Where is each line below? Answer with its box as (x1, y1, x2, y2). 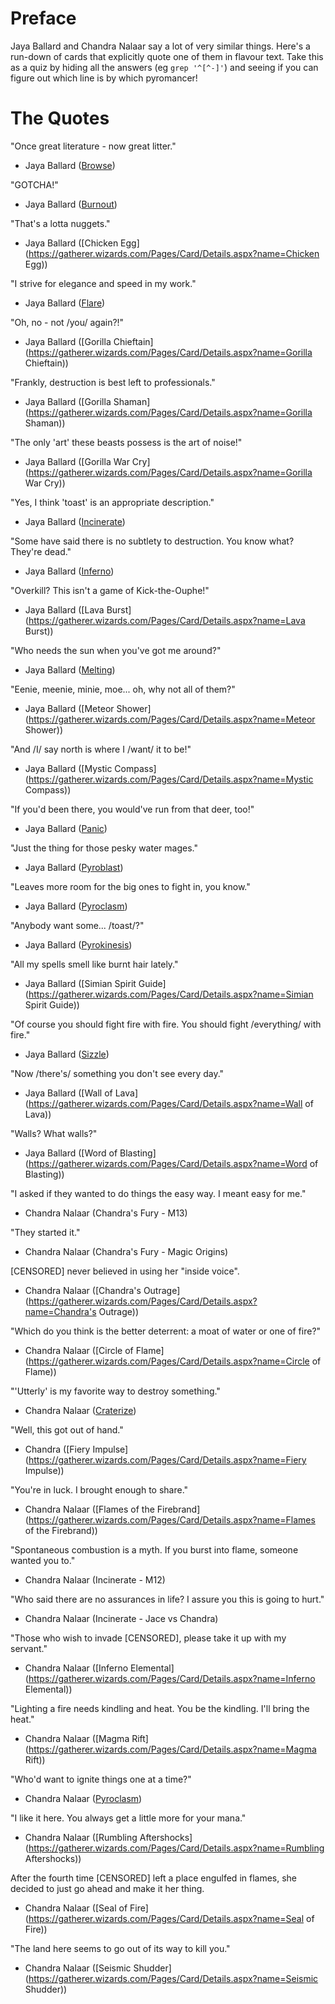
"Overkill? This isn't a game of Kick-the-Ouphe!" (10, 584, 210, 596)
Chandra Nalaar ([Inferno (24, 1662, 129, 1674)
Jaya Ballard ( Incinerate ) (24, 515, 126, 527)
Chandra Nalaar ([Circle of (24, 1344, 134, 1356)
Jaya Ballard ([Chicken (24, 237, 119, 249)
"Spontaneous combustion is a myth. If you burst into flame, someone (10, 1543, 299, 1556)
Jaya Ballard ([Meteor (24, 702, 115, 714)
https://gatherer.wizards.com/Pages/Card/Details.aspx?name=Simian (28, 988, 314, 1000)
